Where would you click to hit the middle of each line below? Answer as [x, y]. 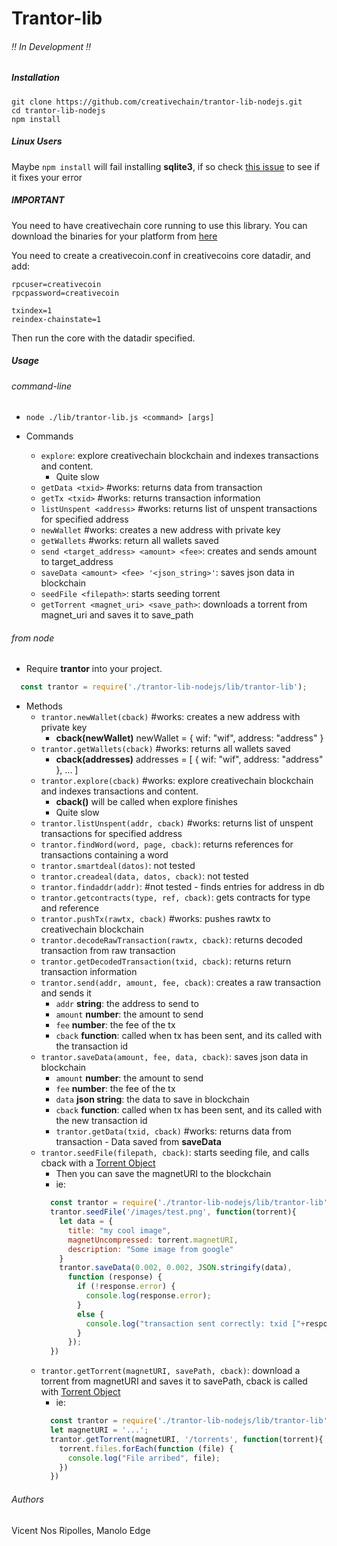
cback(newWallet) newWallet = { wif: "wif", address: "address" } [189, 738]
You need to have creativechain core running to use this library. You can [159, 225]
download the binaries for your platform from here [114, 236]
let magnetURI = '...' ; [99, 1430]
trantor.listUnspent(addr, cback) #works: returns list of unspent [177, 823]
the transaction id [92, 1046]
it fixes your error [47, 177]
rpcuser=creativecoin [56, 284]
